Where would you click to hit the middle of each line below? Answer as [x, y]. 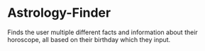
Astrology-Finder [59, 13]
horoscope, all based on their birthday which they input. [89, 39]
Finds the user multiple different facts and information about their [103, 32]
